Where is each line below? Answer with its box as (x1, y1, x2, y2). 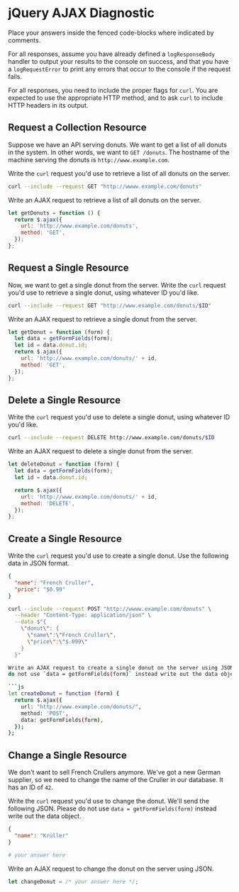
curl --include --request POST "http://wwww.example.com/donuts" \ (8, 605, 212, 612)
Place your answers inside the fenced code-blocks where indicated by (8, 28, 215, 37)
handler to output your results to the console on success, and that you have (8, 57, 229, 65)
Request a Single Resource (8, 262, 130, 274)
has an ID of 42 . (8, 783, 54, 791)
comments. (8, 35, 41, 44)
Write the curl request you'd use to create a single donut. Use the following (8, 551, 229, 560)
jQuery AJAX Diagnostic (8, 5, 155, 21)
